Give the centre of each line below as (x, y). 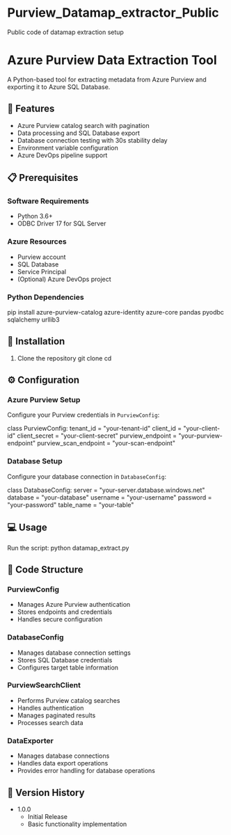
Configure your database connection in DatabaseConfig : (87, 476)
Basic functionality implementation (77, 824)
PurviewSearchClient (44, 685)
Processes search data (50, 722)
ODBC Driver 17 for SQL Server (62, 223)
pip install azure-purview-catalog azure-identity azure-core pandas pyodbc (116, 312)
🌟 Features (31, 109)
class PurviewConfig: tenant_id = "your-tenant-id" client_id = (95, 429)
